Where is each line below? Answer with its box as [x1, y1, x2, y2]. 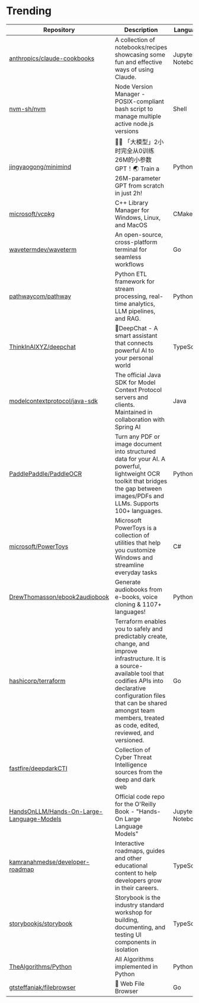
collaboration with [114, 415, 165, 423]
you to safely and [114, 625, 163, 633]
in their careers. [114, 884, 159, 892]
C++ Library [114, 198, 149, 207]
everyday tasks [114, 568, 158, 577]
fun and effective [114, 58, 162, 66]
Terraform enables [114, 617, 167, 625]
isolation [114, 945, 139, 954]
